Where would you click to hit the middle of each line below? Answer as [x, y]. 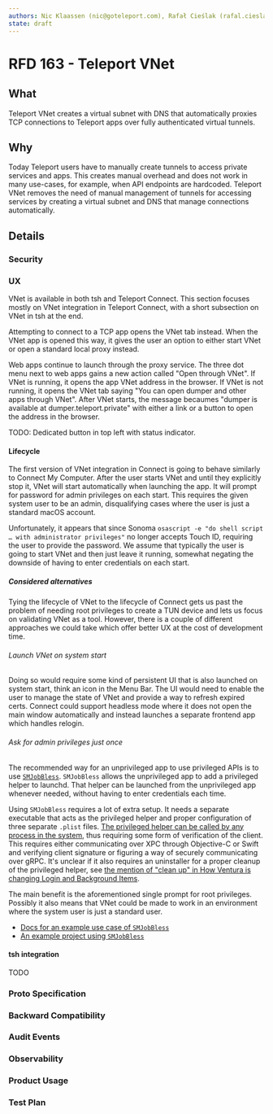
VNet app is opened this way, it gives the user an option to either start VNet [135, 340]
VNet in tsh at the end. [46, 316]
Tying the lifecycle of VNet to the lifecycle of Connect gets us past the [126, 602]
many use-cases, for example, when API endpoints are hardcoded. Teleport [135, 185]
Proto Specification [48, 994]
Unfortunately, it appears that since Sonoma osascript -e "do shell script [136, 528]
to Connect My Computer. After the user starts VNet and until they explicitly [135, 478]
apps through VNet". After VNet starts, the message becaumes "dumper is [133, 399]
